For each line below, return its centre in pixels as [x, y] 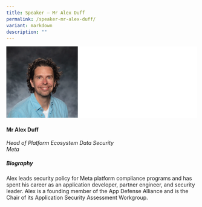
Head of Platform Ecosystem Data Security [60, 143]
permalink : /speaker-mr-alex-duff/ [51, 19]
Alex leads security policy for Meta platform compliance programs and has [99, 179]
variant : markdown [29, 25]
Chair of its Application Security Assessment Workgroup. [77, 198]
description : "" [27, 32]
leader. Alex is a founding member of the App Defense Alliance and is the [97, 191]
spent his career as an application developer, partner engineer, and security [101, 185]
